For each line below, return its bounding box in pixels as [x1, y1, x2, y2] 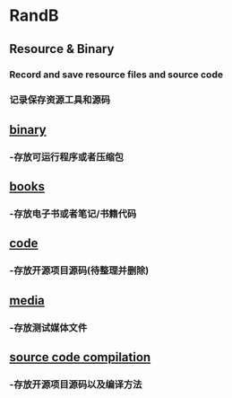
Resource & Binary [9, 41, 115, 57]
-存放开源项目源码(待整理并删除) [9, 264, 150, 277]
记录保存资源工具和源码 [9, 93, 110, 106]
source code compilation [9, 349, 151, 365]
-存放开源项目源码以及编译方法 [9, 378, 142, 391]
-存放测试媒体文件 [9, 321, 88, 333]
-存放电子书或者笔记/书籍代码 [9, 208, 137, 220]
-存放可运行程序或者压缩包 [9, 150, 124, 163]
